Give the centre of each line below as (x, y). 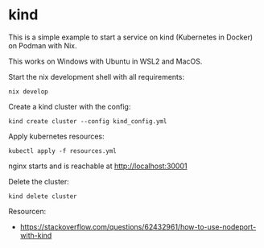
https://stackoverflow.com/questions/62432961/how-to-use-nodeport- (138, 226)
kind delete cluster (43, 196)
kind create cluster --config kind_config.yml (88, 121)
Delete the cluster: (39, 181)
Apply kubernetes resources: (56, 136)
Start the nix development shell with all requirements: (97, 76)
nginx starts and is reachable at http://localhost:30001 (98, 166)
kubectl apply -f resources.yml (62, 151)
